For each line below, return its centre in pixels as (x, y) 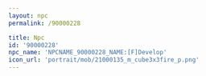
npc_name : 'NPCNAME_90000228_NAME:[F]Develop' (88, 53)
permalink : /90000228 (45, 23)
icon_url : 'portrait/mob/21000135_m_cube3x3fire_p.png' (104, 60)
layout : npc (28, 16)
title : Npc (27, 38)
